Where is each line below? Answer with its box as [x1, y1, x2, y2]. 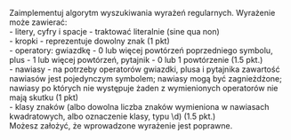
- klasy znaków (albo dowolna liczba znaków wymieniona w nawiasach [9, 102, 270, 112]
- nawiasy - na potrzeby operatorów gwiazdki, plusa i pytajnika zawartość [9, 64, 280, 74]
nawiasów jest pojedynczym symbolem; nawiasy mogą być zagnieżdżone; [9, 74, 282, 83]
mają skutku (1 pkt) [9, 92, 78, 103]
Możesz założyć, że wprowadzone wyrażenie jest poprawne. [9, 121, 233, 131]
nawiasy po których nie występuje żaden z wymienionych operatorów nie [9, 83, 279, 93]
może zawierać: [9, 17, 68, 27]
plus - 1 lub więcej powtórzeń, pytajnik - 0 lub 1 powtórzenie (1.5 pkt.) [9, 55, 263, 65]
